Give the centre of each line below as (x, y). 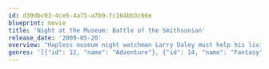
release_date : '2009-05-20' (55, 38)
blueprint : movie (37, 23)
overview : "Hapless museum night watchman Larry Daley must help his (127, 45)
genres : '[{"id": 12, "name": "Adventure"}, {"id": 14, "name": (118, 52)
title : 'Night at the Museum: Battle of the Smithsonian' (107, 30)
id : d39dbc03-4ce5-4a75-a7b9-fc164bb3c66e (80, 15)
